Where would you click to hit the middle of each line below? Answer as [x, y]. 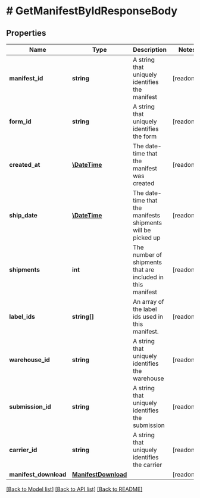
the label [145, 309]
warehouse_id [30, 360]
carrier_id [23, 450]
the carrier [148, 465]
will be [142, 230]
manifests [147, 215]
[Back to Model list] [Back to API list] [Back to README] [74, 489]
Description [150, 50]
